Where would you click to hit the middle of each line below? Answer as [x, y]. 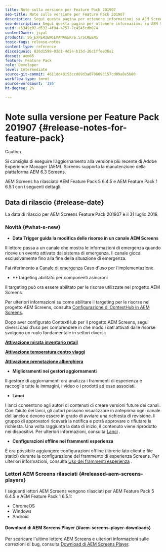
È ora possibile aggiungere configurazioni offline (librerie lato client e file [79, 451]
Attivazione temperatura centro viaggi [45, 352]
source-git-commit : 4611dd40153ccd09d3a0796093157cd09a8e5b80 [70, 74]
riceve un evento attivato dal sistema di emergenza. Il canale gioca [73, 253]
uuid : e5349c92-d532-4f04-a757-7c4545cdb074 [52, 28]
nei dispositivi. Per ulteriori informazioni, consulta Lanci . [63, 431]
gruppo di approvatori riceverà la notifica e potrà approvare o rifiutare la [78, 421]
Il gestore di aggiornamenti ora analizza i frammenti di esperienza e [74, 380]
